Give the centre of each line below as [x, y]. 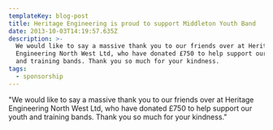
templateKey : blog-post [49, 16]
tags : [17, 69]
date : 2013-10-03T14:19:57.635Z [63, 31]
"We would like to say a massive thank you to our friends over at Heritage [131, 99]
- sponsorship [39, 76]
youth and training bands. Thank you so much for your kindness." [118, 117]
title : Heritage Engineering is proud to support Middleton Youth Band [132, 24]
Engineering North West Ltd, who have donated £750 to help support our [130, 108]
